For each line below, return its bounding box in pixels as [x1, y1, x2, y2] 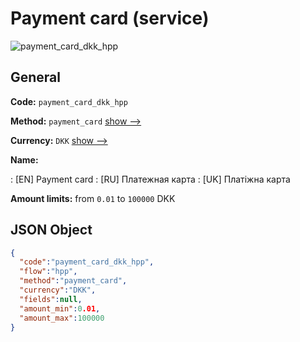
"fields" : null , [19, 294, 83, 304]
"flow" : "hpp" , [19, 267, 78, 277]
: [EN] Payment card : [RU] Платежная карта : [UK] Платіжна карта [10, 173, 291, 185]
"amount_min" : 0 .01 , [19, 303, 101, 314]
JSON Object [10, 222, 93, 239]
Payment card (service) [10, 7, 210, 30]
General [10, 69, 62, 86]
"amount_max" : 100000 [19, 313, 105, 323]
